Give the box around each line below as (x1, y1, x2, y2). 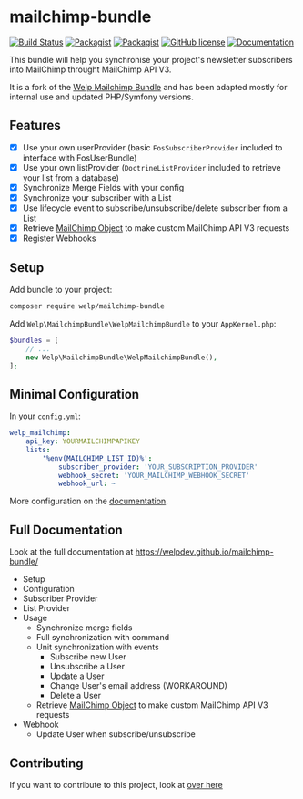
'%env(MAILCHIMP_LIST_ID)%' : (42, 453, 153, 462)
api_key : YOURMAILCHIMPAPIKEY (25, 437, 141, 446)
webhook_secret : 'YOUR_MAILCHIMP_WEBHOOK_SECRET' (57, 471, 250, 480)
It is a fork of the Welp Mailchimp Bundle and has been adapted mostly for (9, 81, 288, 92)
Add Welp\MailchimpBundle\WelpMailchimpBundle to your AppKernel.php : (9, 317, 277, 329)
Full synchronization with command (35, 632, 170, 643)
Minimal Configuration (9, 386, 139, 402)
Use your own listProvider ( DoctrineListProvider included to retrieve (22, 161, 281, 172)
